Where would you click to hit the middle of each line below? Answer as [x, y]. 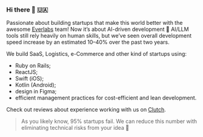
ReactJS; [26, 72]
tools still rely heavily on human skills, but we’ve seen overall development [99, 36]
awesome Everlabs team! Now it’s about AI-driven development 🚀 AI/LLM [98, 29]
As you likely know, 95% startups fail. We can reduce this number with [109, 121]
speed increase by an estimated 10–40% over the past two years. [88, 42]
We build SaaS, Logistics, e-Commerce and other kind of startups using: [96, 54]
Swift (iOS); [29, 79]
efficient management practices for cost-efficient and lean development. [106, 98]
